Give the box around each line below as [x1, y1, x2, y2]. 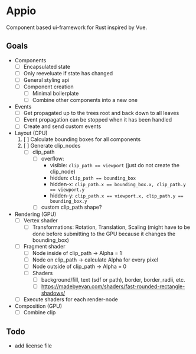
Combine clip [23, 309, 56, 316]
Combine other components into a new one [32, 97, 138, 104]
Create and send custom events [23, 123, 102, 130]
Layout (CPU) [14, 129, 48, 137]
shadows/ [41, 289, 66, 297]
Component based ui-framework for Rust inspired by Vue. [6, 24, 148, 31]
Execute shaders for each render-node [23, 296, 118, 303]
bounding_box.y [50, 199, 87, 205]
